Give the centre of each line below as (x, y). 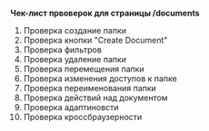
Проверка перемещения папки (84, 69)
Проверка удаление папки (75, 59)
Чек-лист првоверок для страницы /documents (105, 13)
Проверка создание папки (75, 30)
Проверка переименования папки (90, 88)
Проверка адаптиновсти (71, 107)
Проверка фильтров (63, 50)
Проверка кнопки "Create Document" (95, 40)
